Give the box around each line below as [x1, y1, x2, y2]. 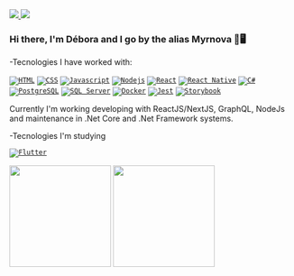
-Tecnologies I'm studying [9, 131, 106, 142]
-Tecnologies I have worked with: [9, 57, 133, 68]
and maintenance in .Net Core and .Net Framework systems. [9, 113, 234, 124]
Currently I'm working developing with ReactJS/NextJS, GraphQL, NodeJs [9, 104, 286, 115]
